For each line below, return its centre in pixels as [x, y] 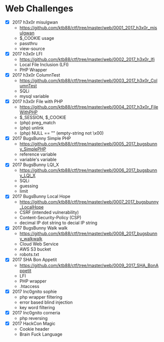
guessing [29, 186]
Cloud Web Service [39, 244]
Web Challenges [39, 9]
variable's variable [38, 160]
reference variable [38, 154]
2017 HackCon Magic [34, 323]
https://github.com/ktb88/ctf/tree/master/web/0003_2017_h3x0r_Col [88, 81]
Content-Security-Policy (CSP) [50, 218]
